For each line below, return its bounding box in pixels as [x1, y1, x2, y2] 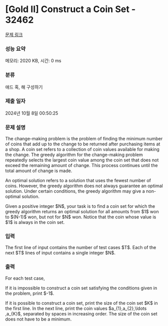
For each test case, [5, 275, 45, 281]
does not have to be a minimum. [5, 316, 72, 322]
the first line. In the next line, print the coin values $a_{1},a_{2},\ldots [5, 305, 147, 311]
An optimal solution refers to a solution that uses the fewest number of [5, 178, 151, 184]
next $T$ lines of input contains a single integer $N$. [5, 250, 116, 256]
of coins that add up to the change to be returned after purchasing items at [5, 141, 160, 147]
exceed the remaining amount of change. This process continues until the [5, 162, 158, 169]
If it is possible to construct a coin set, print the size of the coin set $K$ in [5, 300, 158, 306]
